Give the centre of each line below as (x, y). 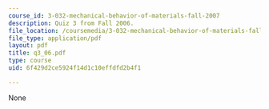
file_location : (34, 30)
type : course (30, 61)
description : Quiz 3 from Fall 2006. (71, 23)
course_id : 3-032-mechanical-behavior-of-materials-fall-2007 (114, 16)
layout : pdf (28, 46)
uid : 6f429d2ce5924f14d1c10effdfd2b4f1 (75, 68)
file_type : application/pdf (55, 38)
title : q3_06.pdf (37, 53)
